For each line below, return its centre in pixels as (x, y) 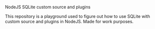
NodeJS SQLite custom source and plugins (48, 7)
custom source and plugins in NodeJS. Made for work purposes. (69, 22)
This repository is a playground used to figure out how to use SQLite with (78, 16)
